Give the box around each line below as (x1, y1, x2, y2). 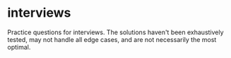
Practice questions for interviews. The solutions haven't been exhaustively (7, 28, 224, 36)
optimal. (7, 43, 31, 51)
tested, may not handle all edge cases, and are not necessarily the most (7, 35, 217, 43)
